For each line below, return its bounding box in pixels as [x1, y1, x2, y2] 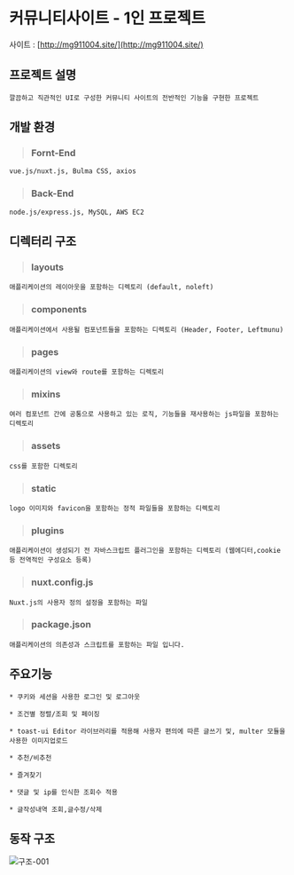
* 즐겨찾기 [9, 770, 43, 779]
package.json [30, 619, 91, 631]
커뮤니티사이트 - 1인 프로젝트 [9, 8, 206, 28]
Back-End [30, 187, 74, 200]
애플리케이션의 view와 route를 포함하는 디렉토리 [9, 367, 165, 377]
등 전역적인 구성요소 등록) [9, 556, 92, 564]
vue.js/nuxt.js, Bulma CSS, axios [9, 167, 137, 176]
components [30, 303, 87, 316]
